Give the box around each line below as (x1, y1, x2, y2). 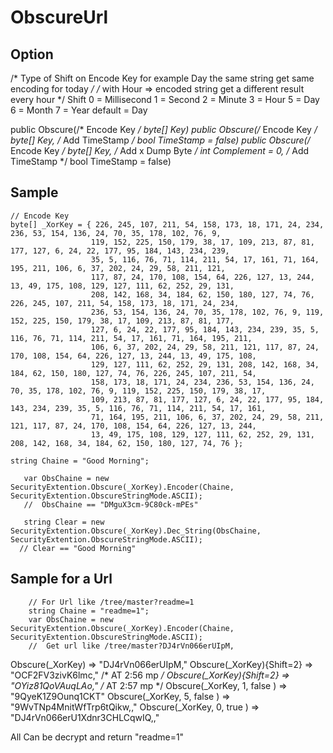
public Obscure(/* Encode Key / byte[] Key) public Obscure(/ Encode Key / (10, 124, 318, 135)
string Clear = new (23, 517, 105, 527)
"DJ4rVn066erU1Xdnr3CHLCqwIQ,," (10, 711, 160, 723)
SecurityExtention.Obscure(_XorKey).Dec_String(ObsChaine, (10, 526, 262, 536)
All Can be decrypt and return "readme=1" (10, 731, 185, 743)
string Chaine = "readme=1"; (28, 606, 150, 616)
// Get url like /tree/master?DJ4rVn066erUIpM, (28, 641, 235, 651)
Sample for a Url (10, 571, 113, 588)
